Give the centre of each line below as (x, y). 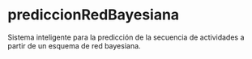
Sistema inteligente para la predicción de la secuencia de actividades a (126, 37)
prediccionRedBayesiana (94, 15)
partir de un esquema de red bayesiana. (74, 45)
